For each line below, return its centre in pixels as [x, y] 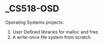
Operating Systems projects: [34, 22]
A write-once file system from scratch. [52, 37]
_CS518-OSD [32, 9]
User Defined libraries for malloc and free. [56, 32]
